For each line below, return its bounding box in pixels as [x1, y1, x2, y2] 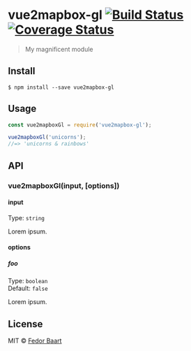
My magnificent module [24, 45, 93, 53]
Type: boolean [8, 277, 48, 285]
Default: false [8, 284, 48, 293]
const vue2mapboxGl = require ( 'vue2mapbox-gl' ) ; [8, 121, 152, 129]
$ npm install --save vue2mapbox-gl [8, 84, 114, 91]
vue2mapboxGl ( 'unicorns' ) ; [8, 134, 86, 141]
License [8, 318, 43, 330]
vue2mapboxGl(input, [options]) [8, 180, 120, 190]
